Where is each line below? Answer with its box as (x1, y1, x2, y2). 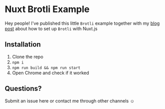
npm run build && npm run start (12, 65, 80, 70)
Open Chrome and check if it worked (12, 70, 90, 76)
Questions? (5, 84, 42, 93)
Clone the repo (12, 53, 44, 60)
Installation (5, 40, 41, 49)
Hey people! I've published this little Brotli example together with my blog (5, 20, 160, 26)
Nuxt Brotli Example (5, 4, 90, 15)
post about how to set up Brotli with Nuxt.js (5, 25, 98, 31)
